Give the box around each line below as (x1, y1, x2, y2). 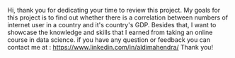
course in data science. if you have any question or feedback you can (7, 36, 211, 44)
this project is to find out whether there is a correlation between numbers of (7, 13, 229, 22)
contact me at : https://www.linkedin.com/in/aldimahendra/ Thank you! (7, 43, 214, 51)
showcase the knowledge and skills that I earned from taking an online (7, 28, 213, 36)
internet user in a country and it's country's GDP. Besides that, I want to (7, 21, 217, 29)
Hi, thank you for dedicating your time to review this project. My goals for (7, 6, 221, 14)
